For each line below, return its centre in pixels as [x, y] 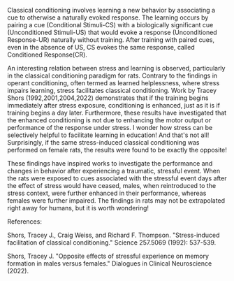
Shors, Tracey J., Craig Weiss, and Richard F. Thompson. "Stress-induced [114, 235]
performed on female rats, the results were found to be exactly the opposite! [117, 150]
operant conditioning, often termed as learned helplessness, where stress [114, 83]
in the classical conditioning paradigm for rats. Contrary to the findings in [112, 75]
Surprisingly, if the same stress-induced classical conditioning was [103, 142]
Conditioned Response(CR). [47, 55]
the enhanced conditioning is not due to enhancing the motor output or [109, 120]
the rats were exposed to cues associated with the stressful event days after [117, 178]
